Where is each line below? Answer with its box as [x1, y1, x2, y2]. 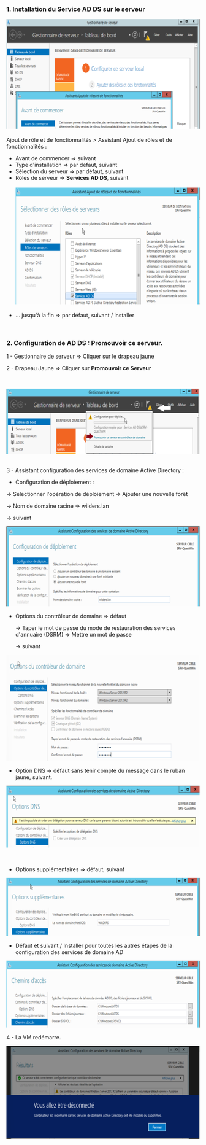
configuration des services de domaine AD [15, 948, 124, 956]
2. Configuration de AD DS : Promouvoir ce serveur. [6, 339, 163, 347]
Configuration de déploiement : [15, 478, 94, 486]
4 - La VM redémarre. [6, 1033, 61, 1041]
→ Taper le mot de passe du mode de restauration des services [15, 624, 176, 632]
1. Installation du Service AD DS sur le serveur [6, 5, 145, 14]
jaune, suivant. [15, 774, 53, 781]
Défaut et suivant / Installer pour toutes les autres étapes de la [15, 942, 173, 949]
